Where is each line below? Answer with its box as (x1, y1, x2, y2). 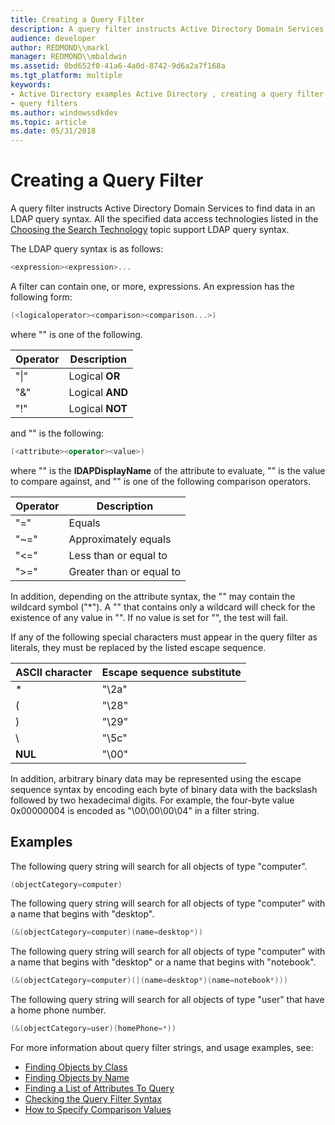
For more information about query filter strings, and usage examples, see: (10, 1042, 314, 1053)
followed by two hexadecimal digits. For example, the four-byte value (10, 794, 295, 806)
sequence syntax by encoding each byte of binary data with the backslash (10, 783, 318, 795)
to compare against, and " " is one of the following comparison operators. (10, 475, 312, 487)
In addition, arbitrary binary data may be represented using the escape (10, 772, 302, 785)
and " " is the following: (10, 427, 105, 439)
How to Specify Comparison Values (24, 1104, 172, 1115)
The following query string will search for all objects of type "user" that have (10, 994, 325, 1006)
